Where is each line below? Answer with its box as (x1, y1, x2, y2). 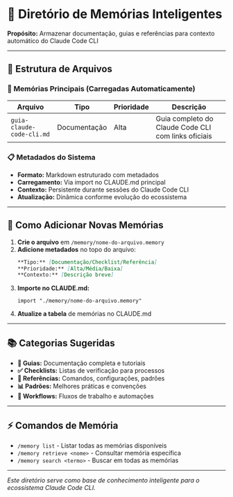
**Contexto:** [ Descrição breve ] (17, 271, 114, 278)
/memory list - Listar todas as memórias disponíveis (17, 441, 167, 450)
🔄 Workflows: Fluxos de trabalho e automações (17, 392, 154, 401)
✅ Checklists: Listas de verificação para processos (17, 367, 165, 375)
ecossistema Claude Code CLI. (7, 483, 96, 491)
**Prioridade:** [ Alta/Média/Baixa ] (17, 265, 123, 272)
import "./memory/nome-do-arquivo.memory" (17, 298, 142, 305)
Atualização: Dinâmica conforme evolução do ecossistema (17, 192, 187, 201)
